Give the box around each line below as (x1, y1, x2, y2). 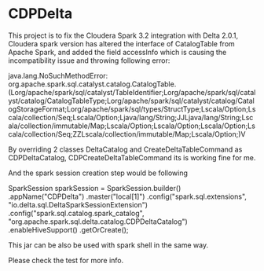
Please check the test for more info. (8, 255, 124, 265)
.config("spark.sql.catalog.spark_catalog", (8, 208, 145, 218)
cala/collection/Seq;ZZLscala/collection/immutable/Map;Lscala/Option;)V (8, 129, 246, 138)
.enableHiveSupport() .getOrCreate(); (8, 225, 129, 234)
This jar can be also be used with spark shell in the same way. (8, 240, 209, 250)
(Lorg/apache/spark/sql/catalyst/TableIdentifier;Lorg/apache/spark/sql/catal (8, 87, 256, 97)
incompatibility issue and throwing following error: (8, 56, 170, 65)
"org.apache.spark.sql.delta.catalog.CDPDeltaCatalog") (8, 217, 189, 226)
